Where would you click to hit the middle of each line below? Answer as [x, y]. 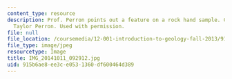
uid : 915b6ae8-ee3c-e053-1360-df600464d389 [71, 65]
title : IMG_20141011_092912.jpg [54, 58]
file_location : [29, 39]
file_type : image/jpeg [40, 45]
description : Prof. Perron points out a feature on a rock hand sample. [114, 20]
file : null [23, 33]
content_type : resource [41, 13]
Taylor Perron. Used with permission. [69, 26]
